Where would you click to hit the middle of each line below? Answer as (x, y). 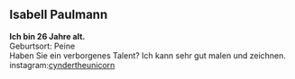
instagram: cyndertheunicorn (62, 65)
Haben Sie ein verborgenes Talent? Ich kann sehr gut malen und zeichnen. (148, 55)
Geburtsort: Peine (42, 46)
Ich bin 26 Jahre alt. (47, 36)
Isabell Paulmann (59, 15)
